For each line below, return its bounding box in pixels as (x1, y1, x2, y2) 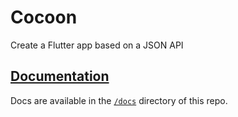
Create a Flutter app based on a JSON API (10, 39, 184, 51)
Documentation (10, 68, 110, 85)
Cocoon (10, 6, 78, 29)
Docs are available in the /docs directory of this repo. (10, 94, 228, 106)
